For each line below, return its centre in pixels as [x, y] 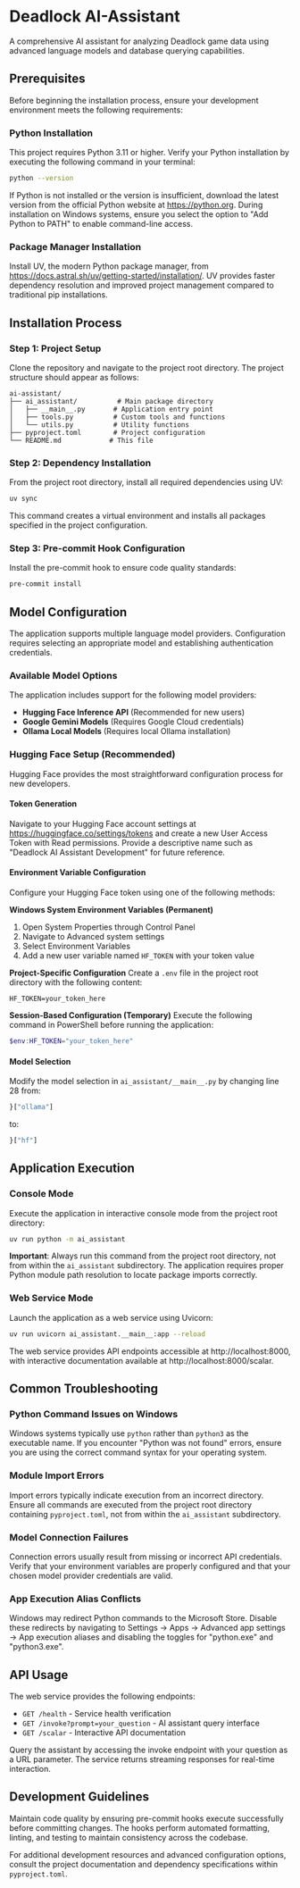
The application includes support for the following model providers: [133, 695]
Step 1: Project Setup [55, 348]
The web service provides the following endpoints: [102, 1696]
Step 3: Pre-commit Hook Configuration [97, 548]
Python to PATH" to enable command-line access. [101, 223]
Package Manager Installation [75, 246]
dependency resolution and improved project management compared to [142, 285]
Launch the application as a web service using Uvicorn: [111, 1317]
